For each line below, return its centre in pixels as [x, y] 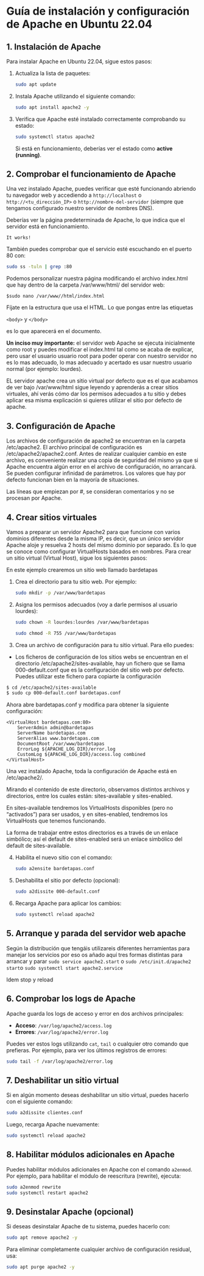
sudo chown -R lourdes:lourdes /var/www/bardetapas [82, 622]
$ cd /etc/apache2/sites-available [51, 687]
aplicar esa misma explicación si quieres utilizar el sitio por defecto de [94, 400]
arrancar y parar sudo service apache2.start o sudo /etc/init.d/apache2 [99, 961]
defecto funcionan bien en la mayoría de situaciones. [73, 480]
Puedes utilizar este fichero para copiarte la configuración [88, 676]
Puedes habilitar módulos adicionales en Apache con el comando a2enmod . [100, 1169]
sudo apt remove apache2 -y [42, 1238]
